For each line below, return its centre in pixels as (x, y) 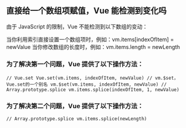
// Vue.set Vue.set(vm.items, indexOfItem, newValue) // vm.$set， (92, 78)
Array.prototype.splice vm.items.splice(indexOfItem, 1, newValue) (93, 90)
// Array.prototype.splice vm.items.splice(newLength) (77, 119)
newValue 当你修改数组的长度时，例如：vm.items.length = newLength (93, 46)
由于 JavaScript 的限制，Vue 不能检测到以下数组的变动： (77, 27)
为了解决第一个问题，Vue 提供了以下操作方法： (75, 64)
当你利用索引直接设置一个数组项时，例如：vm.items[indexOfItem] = (90, 39)
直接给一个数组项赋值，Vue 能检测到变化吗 (87, 11)
